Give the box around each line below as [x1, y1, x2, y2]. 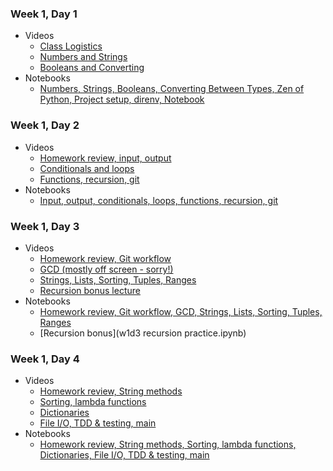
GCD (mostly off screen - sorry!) [39, 263, 174, 275]
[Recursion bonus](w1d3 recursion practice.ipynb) [39, 327, 247, 339]
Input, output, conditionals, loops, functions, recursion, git [39, 194, 279, 206]
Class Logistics [39, 40, 103, 52]
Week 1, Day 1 [10, 7, 78, 21]
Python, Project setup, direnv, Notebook [39, 93, 205, 106]
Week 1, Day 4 [10, 352, 80, 366]
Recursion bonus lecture [39, 284, 141, 296]
